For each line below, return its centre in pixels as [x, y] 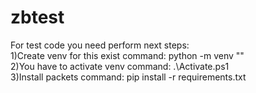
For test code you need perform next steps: [100, 45]
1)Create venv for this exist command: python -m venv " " [127, 55]
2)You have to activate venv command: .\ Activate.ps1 [120, 66]
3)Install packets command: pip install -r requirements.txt [128, 77]
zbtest [37, 17]
